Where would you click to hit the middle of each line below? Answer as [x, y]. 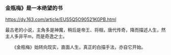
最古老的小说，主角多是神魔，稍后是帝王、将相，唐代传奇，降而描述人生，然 [85, 30]
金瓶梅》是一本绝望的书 [34, 8]
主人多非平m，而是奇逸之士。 [36, 36]
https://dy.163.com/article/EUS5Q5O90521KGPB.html [61, 19]
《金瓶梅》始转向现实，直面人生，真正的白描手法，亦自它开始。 [80, 47]
